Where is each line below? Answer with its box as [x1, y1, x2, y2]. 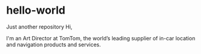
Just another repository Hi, [6, 23, 73, 30]
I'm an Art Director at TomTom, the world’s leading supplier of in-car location [6, 34, 196, 42]
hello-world [6, 4, 66, 17]
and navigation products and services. [6, 41, 101, 48]
